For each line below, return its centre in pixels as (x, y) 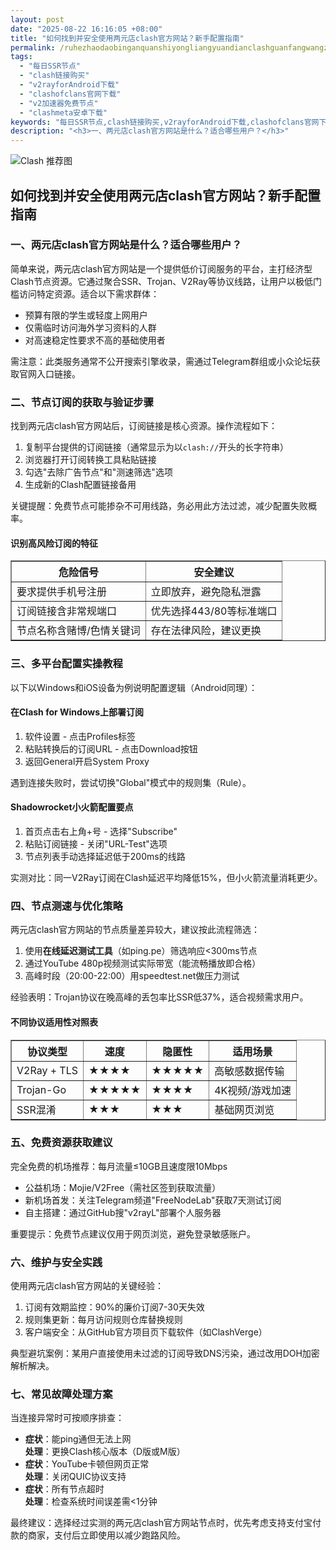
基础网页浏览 (244, 1109)
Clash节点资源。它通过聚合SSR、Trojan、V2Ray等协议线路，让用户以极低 (161, 281)
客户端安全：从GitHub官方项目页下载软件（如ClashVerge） (146, 1332)
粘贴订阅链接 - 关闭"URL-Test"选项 (96, 844)
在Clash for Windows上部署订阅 (77, 712)
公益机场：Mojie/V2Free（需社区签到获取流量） (123, 1187)
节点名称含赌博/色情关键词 (78, 631)
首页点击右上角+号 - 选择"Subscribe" (101, 832)
